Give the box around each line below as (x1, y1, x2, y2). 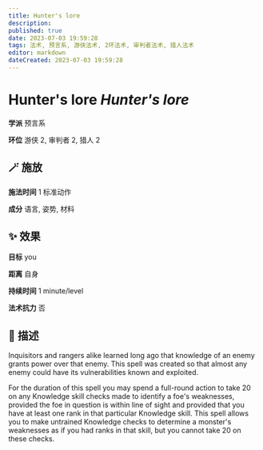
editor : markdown (8, 49, 66, 57)
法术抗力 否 (8, 303, 46, 313)
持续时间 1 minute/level (8, 286, 84, 296)
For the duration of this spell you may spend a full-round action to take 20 (8, 383, 252, 392)
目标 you (8, 253, 38, 262)
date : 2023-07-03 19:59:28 (8, 34, 98, 42)
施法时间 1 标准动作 (8, 187, 72, 197)
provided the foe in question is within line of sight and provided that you (8, 400, 245, 410)
